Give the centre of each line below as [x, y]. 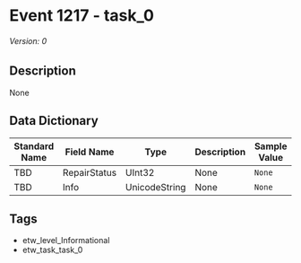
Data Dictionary [54, 121]
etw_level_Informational [66, 241]
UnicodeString [155, 187]
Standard [34, 146]
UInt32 [140, 172]
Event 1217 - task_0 [82, 16]
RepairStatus [90, 172]
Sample [271, 146]
